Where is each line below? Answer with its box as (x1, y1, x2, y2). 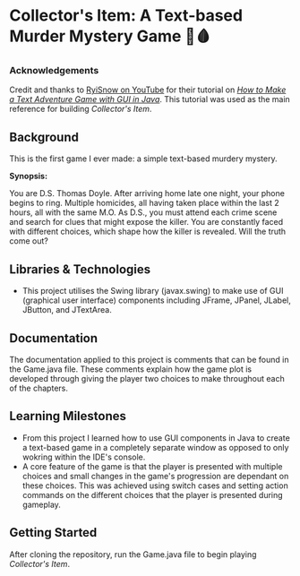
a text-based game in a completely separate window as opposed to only (21, 442, 289, 452)
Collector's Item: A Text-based (9, 5, 244, 26)
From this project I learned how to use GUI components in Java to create (21, 432, 291, 443)
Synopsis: (9, 171, 47, 182)
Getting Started (9, 525, 98, 540)
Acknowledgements (9, 64, 99, 77)
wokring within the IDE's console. (21, 451, 146, 462)
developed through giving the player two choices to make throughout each (9, 373, 285, 383)
